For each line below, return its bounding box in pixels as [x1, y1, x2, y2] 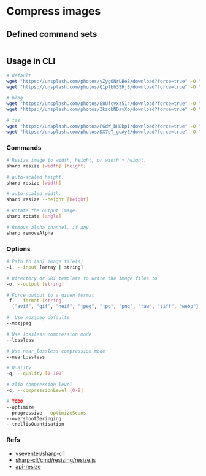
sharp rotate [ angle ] [6, 213, 62, 220]
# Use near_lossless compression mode [6, 348, 105, 354]
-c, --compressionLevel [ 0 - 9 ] [6, 388, 84, 394]
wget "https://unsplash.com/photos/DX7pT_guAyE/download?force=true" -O [6, 129, 196, 135]
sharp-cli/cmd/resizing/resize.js [15, 456, 96, 464]
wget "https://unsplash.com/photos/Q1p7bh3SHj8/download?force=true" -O [6, 84, 196, 90]
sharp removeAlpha [6, 230, 53, 236]
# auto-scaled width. [6, 191, 62, 197]
